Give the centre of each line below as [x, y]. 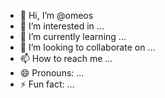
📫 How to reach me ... [66, 58]
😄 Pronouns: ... [52, 73]
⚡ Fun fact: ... [47, 84]
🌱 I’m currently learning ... [73, 36]
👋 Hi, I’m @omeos [56, 15]
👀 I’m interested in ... [62, 26]
